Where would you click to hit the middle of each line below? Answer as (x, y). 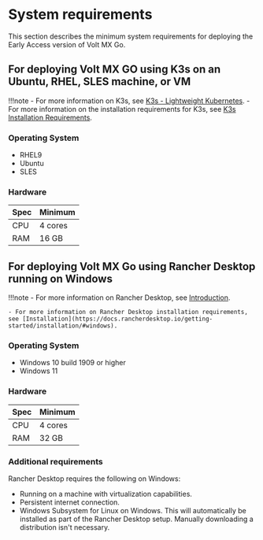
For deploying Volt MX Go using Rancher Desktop (132, 266)
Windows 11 (39, 371)
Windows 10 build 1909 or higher (72, 363)
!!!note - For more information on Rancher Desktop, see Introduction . (119, 298)
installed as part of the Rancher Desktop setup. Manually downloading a (136, 519)
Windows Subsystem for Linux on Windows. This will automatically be (133, 511)
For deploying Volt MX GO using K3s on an (115, 70)
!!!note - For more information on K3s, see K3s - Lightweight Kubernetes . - (129, 101)
